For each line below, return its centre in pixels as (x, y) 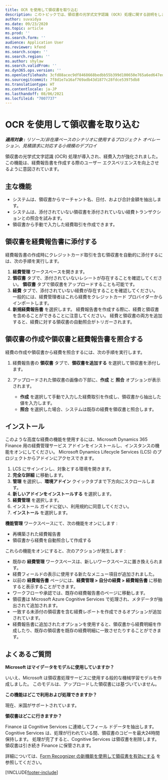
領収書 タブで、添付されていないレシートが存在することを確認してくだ (85, 278)
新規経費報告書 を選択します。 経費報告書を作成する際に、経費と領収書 (85, 309)
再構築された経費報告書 (36, 534)
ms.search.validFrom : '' (31, 66)
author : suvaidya (23, 19)
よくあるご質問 (28, 654)
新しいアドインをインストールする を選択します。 (63, 494)
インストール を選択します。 (41, 513)
